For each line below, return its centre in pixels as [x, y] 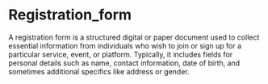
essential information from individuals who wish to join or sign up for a [125, 45]
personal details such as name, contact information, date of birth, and [124, 63]
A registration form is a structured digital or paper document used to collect [134, 37]
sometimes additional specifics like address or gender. [99, 71]
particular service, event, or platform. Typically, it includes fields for [121, 54]
